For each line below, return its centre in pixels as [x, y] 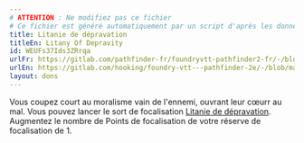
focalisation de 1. [41, 130]
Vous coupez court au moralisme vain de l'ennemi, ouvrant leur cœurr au [146, 102]
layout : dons [34, 76]
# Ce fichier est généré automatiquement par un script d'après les [141, 26]
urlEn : [22, 68]
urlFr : [22, 59]
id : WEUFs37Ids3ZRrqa [50, 51]
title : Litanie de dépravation [68, 34]
